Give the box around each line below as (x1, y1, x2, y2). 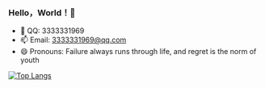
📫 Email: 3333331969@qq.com (19, 35, 127, 45)
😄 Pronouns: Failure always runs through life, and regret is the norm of (19, 47, 257, 57)
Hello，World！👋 (8, 6, 76, 18)
